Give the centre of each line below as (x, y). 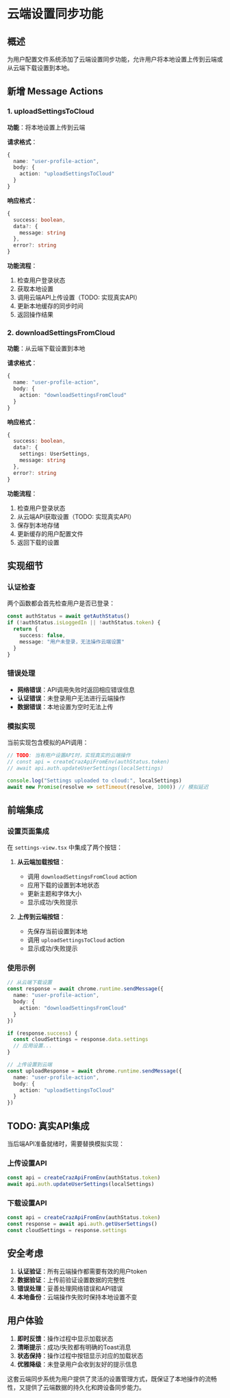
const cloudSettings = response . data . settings (81, 1040)
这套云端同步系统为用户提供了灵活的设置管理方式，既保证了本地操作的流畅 (112, 1379)
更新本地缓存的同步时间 (50, 306)
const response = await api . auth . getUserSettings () (82, 1224)
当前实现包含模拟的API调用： (48, 743)
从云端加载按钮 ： (41, 862)
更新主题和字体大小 (54, 894)
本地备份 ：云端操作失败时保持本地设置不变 (77, 1297)
